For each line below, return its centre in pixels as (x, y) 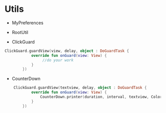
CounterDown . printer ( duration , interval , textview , (94, 97)
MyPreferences (28, 23)
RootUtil (20, 32)
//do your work (58, 60)
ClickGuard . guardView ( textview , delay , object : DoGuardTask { (80, 88)
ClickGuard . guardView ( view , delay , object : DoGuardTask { (67, 51)
